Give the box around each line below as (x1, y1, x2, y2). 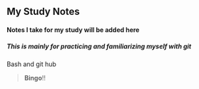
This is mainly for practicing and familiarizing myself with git (6, 42, 192, 51)
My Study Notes (6, 6, 80, 18)
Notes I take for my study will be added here (6, 25, 140, 34)
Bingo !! (24, 73, 46, 82)
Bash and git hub (6, 60, 56, 68)
